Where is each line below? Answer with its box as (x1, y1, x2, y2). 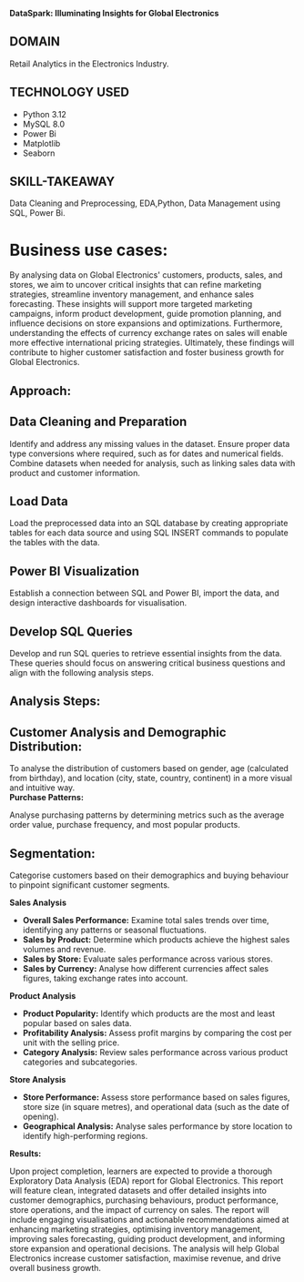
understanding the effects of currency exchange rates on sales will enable (9, 328, 289, 339)
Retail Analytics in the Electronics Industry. (9, 58, 169, 69)
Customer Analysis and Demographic (9, 724, 227, 740)
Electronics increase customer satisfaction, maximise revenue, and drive (9, 1253, 281, 1264)
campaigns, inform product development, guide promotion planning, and (9, 309, 282, 320)
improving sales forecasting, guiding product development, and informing (9, 1234, 285, 1245)
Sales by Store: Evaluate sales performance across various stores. (22, 953, 273, 964)
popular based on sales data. (22, 1018, 132, 1029)
